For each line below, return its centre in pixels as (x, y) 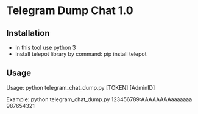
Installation (28, 33)
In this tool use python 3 (45, 47)
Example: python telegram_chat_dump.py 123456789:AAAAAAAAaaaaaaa (99, 99)
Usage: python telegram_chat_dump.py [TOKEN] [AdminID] (81, 87)
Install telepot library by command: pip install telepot (81, 54)
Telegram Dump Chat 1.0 (70, 11)
